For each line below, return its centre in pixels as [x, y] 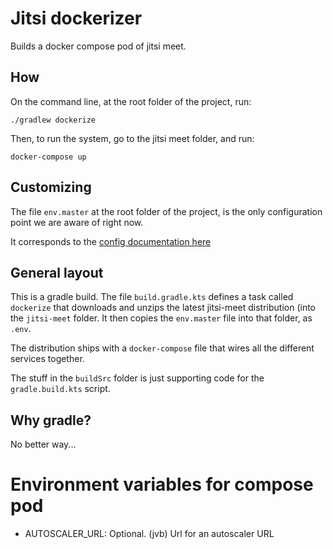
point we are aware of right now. [77, 222]
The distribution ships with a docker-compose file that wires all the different [162, 348]
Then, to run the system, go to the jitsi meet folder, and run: [132, 138]
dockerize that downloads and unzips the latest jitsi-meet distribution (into [163, 308]
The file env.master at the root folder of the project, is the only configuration [166, 211]
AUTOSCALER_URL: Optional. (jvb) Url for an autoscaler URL [149, 534]
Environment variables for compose [162, 484]
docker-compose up [48, 157]
